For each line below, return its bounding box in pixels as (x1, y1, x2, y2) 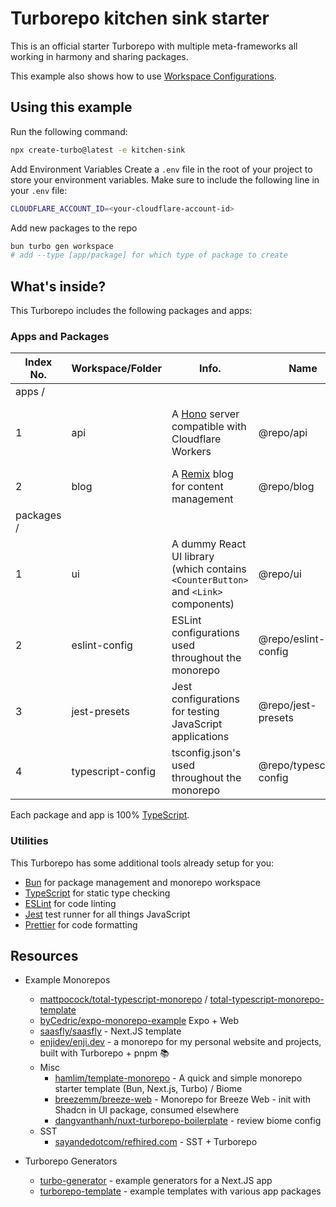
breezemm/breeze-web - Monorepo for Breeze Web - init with (54, 1093, 312, 1106)
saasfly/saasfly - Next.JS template (39, 1025, 182, 1037)
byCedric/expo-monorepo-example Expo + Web (39, 1015, 240, 1027)
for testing (171, 705, 220, 719)
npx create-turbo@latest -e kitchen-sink (10, 145, 186, 155)
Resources (10, 948, 79, 965)
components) (171, 597, 235, 611)
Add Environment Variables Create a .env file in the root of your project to (10, 163, 313, 175)
